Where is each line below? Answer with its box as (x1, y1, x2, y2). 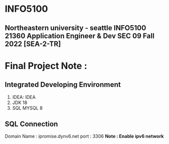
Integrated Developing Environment (5, 80, 121, 89)
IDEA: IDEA (12, 94, 36, 100)
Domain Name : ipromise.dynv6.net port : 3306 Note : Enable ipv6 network (5, 133, 164, 139)
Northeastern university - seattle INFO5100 (5, 24, 146, 32)
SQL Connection (5, 119, 58, 128)
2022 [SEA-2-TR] (5, 39, 61, 48)
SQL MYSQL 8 (12, 105, 43, 111)
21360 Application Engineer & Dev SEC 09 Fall (5, 31, 155, 40)
